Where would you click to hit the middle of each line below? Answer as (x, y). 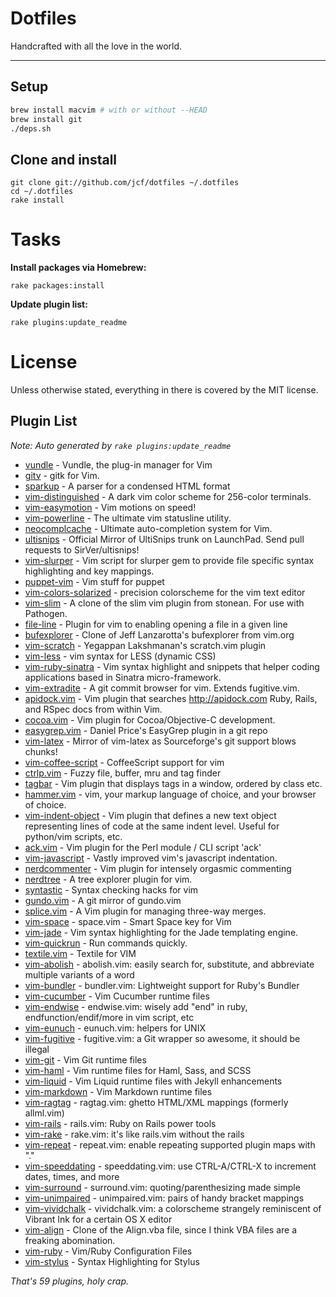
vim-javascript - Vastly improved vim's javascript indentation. (151, 858)
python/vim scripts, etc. (73, 836)
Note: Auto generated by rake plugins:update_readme (121, 445)
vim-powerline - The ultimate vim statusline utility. (128, 518)
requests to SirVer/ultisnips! (82, 549)
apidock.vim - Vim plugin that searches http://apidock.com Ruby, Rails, (171, 698)
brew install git (46, 119)
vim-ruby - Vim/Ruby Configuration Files (108, 1251)
